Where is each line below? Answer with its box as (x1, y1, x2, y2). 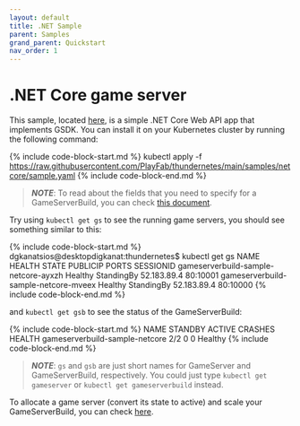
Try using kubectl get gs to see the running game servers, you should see (9, 214, 285, 225)
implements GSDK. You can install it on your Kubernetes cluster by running (9, 125, 285, 135)
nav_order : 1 (9, 47, 58, 56)
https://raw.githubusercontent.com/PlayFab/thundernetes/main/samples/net (9, 161, 291, 171)
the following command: (9, 134, 99, 144)
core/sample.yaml (9, 170, 76, 181)
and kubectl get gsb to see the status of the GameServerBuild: (9, 307, 243, 317)
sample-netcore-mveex (9, 280, 97, 291)
